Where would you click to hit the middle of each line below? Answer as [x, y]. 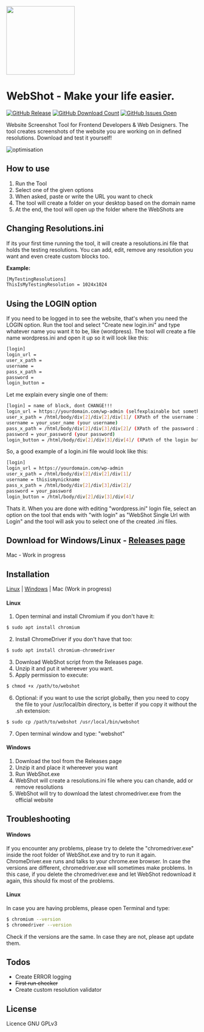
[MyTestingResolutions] [36, 279]
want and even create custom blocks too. [58, 256]
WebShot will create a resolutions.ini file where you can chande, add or [104, 781]
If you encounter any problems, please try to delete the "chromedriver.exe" [100, 848]
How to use [28, 169]
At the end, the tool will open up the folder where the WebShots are [99, 209]
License [22, 1009]
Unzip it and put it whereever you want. [64, 669]
